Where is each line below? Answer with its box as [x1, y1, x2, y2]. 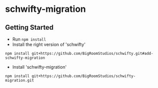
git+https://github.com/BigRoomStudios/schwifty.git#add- [31, 51, 154, 56]
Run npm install [12, 36, 46, 42]
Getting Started [5, 23, 54, 32]
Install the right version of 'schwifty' [12, 42, 85, 47]
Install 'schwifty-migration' [12, 64, 67, 70]
